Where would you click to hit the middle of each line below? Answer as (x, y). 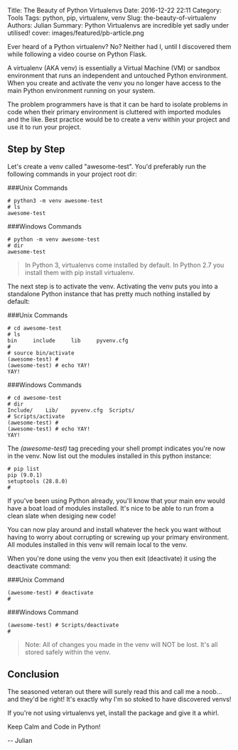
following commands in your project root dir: (72, 174)
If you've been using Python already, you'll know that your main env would (116, 501)
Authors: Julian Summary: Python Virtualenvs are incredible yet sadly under (118, 25)
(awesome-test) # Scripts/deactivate (63, 625)
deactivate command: (39, 566)
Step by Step (36, 150)
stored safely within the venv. (68, 652)
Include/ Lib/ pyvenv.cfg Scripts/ (71, 410)
